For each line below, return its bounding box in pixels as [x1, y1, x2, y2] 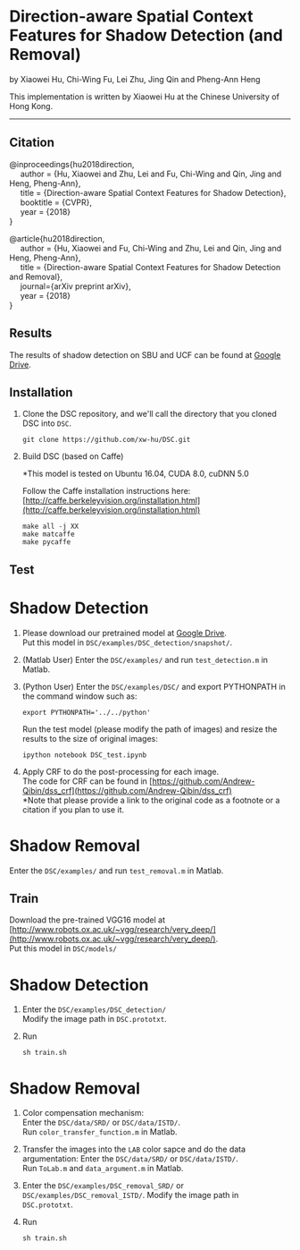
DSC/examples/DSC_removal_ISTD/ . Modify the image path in [21, 1190, 239, 1201]
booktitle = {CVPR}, [20, 197, 92, 208]
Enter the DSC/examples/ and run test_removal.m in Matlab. [9, 865, 224, 876]
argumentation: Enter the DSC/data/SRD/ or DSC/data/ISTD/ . [21, 1153, 238, 1164]
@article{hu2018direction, [9, 233, 105, 243]
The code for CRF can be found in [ [21, 776, 153, 787]
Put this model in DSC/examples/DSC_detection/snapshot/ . [21, 637, 233, 648]
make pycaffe [21, 538, 71, 547]
